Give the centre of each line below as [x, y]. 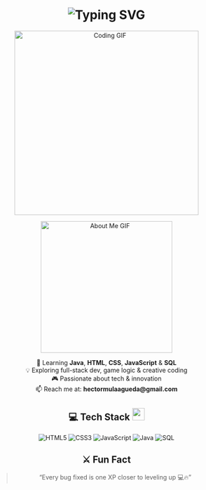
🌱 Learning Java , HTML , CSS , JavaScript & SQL [107, 362]
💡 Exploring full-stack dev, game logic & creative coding [107, 370]
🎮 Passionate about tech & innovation [107, 378]
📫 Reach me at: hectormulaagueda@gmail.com [107, 389]
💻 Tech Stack [99, 417]
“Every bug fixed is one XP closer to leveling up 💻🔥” [115, 477]
